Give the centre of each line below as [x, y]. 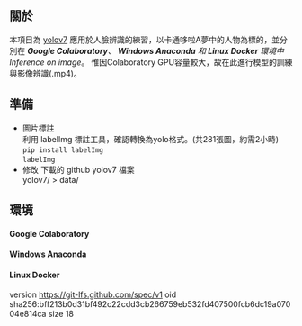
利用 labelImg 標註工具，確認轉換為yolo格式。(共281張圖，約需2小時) [151, 139]
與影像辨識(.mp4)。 [46, 73]
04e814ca [28, 314]
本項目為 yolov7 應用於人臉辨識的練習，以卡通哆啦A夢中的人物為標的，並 [145, 40]
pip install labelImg [62, 150]
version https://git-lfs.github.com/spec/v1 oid [93, 294]
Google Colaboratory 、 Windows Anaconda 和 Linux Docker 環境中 [155, 50]
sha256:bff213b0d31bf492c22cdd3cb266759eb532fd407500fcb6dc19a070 [150, 304]
